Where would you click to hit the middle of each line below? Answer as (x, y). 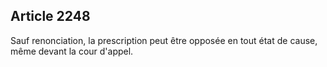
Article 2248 (50, 16)
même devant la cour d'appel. (72, 51)
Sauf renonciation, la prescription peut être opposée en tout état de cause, (164, 40)
